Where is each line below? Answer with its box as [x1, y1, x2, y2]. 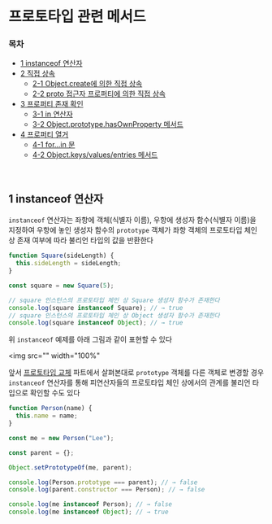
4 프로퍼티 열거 [19, 129, 69, 139]
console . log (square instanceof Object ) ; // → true [8, 319, 183, 327]
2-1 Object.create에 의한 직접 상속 [32, 79, 143, 89]
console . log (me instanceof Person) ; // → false [8, 500, 173, 509]
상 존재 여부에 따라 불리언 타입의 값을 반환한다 [8, 235, 154, 245]
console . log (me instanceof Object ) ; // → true [8, 508, 169, 517]
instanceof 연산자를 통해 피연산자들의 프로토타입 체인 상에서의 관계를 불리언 [8, 378, 251, 387]
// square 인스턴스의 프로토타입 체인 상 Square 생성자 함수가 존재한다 [8, 296, 221, 304]
